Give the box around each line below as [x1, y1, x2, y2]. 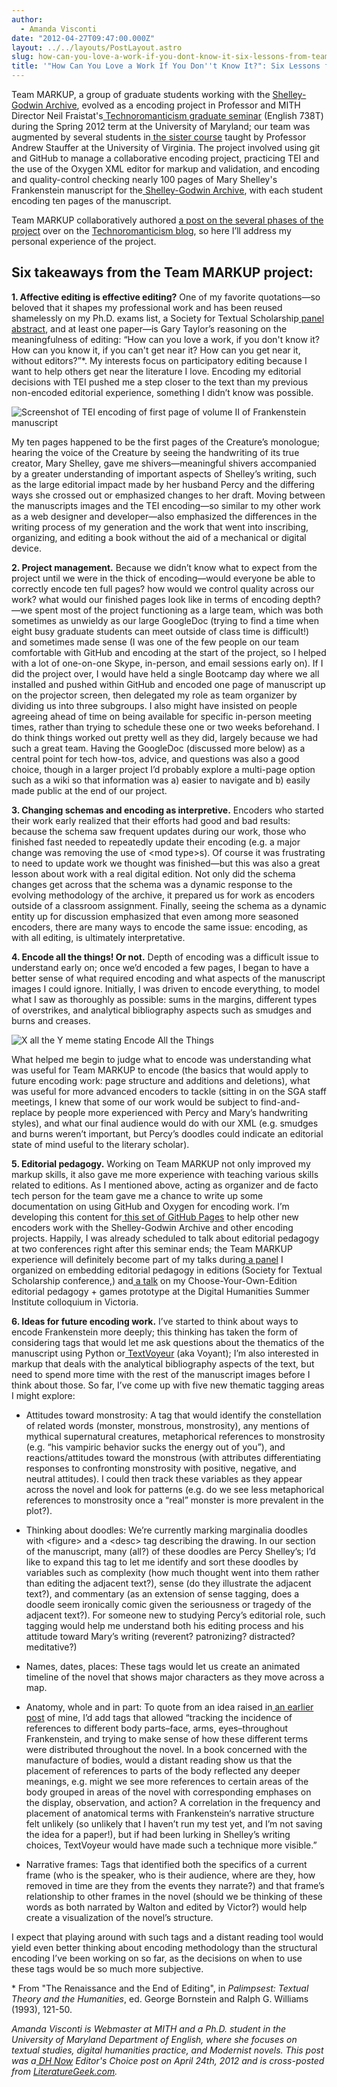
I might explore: [11, 1389, 76, 1401]
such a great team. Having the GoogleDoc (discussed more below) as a [11, 742, 306, 754]
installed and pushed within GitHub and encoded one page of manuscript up [11, 678, 326, 690]
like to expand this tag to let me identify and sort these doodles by [25, 1556, 299, 1568]
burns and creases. [11, 1014, 91, 1026]
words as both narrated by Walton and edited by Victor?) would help [25, 1901, 308, 1913]
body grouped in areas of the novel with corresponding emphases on [25, 1786, 312, 1798]
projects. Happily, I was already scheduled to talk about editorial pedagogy [11, 1232, 320, 1244]
